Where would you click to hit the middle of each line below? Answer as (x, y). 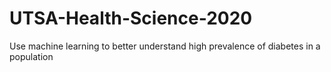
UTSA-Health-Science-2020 (131, 18)
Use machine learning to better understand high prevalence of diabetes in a (165, 46)
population (31, 56)
